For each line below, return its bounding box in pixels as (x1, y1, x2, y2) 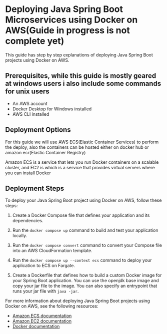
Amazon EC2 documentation (12, 318, 71, 324)
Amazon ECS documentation (12, 313, 72, 319)
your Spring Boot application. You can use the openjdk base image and (12, 278, 159, 284)
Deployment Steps (5, 184, 64, 193)
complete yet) (5, 35, 64, 47)
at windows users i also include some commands (5, 79, 161, 88)
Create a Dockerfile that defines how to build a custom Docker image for (12, 272, 162, 278)
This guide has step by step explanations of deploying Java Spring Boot (5, 51, 153, 58)
